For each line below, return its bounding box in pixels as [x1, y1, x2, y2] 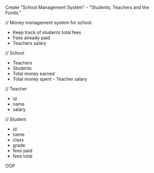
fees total [12, 153, 33, 159]
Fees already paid [12, 35, 50, 41]
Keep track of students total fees [12, 29, 81, 35]
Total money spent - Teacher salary [12, 76, 87, 82]
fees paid [12, 148, 33, 154]
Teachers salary [12, 40, 47, 46]
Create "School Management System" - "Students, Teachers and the [5, 5, 149, 10]
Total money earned [12, 71, 55, 77]
